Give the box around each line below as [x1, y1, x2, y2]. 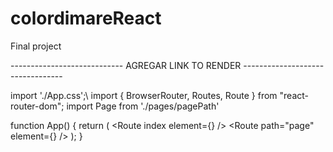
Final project [10, 40, 62, 52]
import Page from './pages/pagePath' [66, 100, 220, 112]
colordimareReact [10, 7, 162, 30]
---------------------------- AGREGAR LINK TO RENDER [10, 59, 242, 71]
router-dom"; [10, 100, 65, 112]
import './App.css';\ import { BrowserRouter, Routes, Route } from [10, 89, 278, 101]
